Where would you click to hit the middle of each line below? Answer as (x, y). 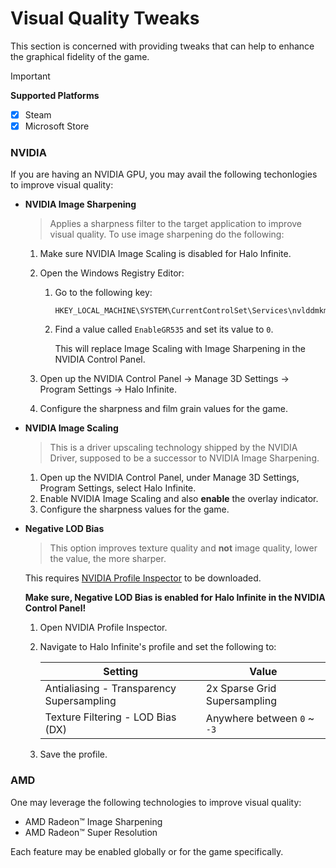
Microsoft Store (57, 126)
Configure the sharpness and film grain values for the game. (163, 409)
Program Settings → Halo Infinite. (108, 389)
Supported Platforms (55, 95)
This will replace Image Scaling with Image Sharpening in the (180, 349)
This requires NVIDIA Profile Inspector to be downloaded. (143, 578)
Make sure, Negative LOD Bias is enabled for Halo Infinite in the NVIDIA (175, 598)
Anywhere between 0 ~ (260, 719)
